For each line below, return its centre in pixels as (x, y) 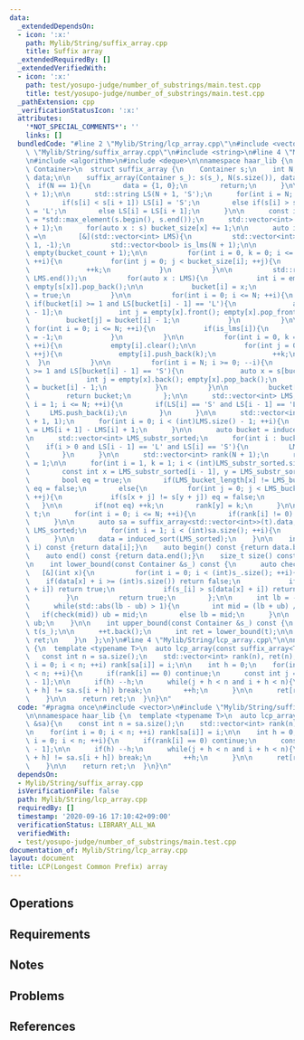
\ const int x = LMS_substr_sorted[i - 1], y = (131, 472)
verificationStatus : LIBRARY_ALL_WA (86, 825)
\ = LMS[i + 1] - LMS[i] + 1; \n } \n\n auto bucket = (147, 430)
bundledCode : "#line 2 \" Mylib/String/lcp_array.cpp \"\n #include (143, 144)
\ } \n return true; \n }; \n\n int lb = (157, 598)
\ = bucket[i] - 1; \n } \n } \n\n (127, 388)
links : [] (44, 136)
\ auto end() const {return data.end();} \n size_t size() (149, 556)
